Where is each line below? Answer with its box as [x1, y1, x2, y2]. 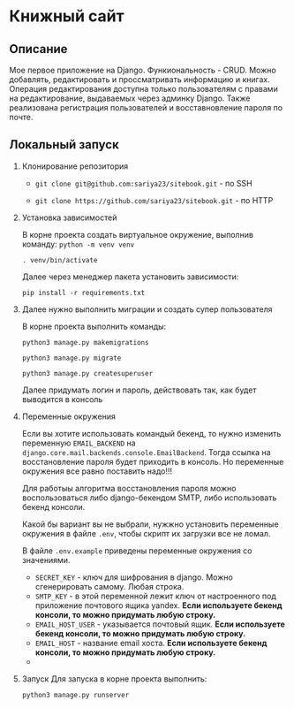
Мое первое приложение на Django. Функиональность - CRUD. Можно [9, 65, 276, 75]
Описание [9, 42, 68, 57]
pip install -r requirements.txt [21, 288, 146, 297]
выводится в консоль [21, 393, 103, 404]
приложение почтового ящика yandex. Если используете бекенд [34, 599, 283, 611]
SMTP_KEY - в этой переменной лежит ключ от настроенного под [34, 590, 276, 601]
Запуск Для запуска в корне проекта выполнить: [21, 674, 207, 684]
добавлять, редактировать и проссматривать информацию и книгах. [9, 74, 271, 85]
